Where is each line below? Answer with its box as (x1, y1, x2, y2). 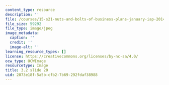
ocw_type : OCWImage (5, 58, 46, 63)
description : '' (5, 12, 39, 17)
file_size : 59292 (5, 21, 42, 26)
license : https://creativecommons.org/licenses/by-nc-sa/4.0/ (5, 53, 138, 59)
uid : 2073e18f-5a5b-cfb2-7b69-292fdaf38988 (5, 72, 98, 77)
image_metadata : (5, 30, 39, 35)
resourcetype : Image (5, 63, 49, 68)
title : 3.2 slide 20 (5, 68, 49, 73)
